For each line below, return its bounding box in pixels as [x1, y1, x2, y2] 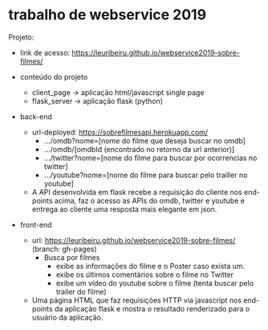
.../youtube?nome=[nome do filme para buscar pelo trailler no [43, 170, 248, 179]
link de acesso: [19, 47, 71, 57]
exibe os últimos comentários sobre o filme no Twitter [55, 270, 234, 279]
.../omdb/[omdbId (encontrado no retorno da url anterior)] [43, 144, 235, 154]
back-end [19, 111, 52, 122]
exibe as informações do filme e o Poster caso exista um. [55, 261, 246, 270]
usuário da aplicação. [31, 312, 104, 322]
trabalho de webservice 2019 [8, 6, 207, 24]
